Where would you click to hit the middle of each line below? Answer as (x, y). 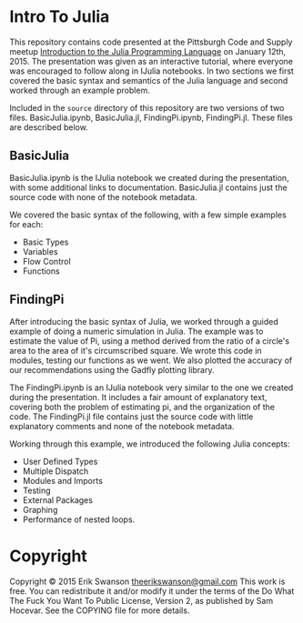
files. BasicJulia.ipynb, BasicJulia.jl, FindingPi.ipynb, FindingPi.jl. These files (151, 117)
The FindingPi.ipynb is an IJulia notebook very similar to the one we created (151, 387)
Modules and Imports (62, 480)
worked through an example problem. (80, 90)
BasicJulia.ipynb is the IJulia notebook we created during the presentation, (149, 177)
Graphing (40, 509)
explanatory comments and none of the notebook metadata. (122, 426)
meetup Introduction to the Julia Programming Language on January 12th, (148, 51)
